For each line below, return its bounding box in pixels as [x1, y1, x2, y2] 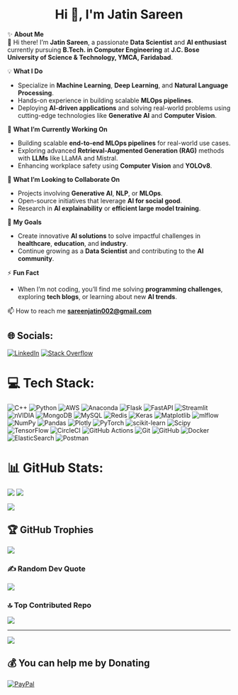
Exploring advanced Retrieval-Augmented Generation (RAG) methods [17, 146, 225, 155]
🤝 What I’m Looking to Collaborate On [7, 175, 120, 183]
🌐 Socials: [7, 330, 54, 342]
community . [17, 254, 55, 262]
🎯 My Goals [7, 217, 42, 226]
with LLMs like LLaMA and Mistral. [17, 153, 118, 162]
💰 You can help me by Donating [7, 657, 150, 669]
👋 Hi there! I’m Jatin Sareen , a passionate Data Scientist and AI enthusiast [7, 38, 227, 46]
